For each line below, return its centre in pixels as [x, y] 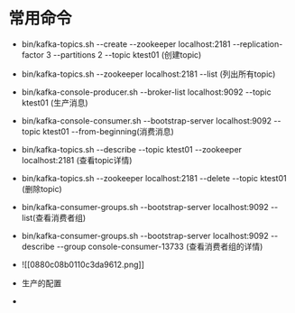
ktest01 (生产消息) [55, 102]
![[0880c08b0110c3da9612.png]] [83, 264]
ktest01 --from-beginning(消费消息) [109, 131]
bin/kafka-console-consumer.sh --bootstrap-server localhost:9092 [147, 120]
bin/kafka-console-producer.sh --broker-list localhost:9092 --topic [146, 92]
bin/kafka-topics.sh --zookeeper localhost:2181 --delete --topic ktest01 [154, 178]
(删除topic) [41, 189]
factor [32, 54]
